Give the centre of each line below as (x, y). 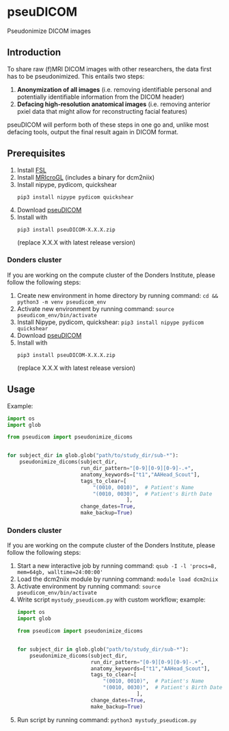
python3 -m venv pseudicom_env (62, 302)
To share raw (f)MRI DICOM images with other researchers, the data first (109, 69)
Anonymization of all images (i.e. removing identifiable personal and (114, 89)
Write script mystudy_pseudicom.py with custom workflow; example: (111, 599)
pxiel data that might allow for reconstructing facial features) (102, 111)
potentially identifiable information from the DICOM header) (100, 97)
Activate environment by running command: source (89, 586)
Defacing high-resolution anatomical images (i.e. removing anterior (113, 104)
